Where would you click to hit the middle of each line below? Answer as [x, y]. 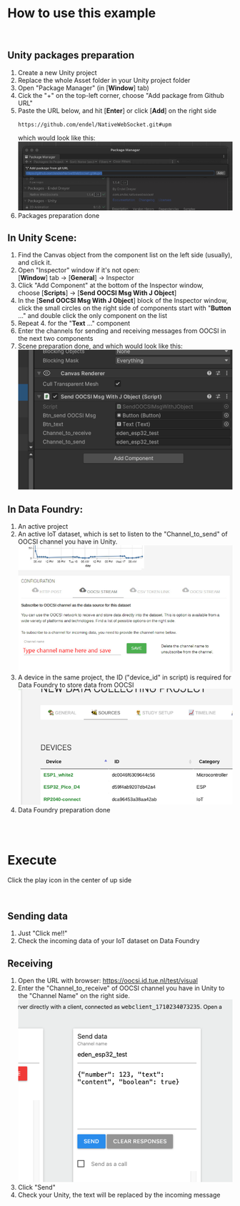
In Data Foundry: [45, 509]
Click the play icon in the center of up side [70, 879]
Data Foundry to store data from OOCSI [76, 685]
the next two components [55, 339]
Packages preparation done [59, 215]
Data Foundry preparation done [64, 809]
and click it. [35, 263]
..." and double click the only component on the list [92, 316]
